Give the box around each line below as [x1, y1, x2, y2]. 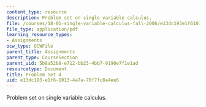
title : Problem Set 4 [6, 72, 62, 78]
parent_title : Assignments [6, 49, 75, 55]
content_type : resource [6, 9, 67, 15]
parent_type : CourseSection [6, 54, 78, 61]
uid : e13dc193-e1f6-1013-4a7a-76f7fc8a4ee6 [6, 77, 120, 83]
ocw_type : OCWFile [6, 43, 53, 50]
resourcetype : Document [6, 65, 67, 72]
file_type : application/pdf [6, 26, 78, 32]
